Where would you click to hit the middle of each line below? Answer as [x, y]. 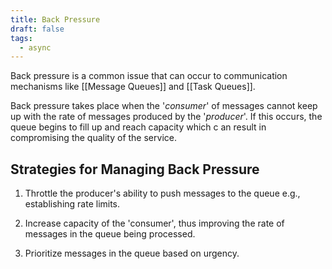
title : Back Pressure [55, 19]
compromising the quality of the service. [93, 138]
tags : [21, 38]
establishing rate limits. [72, 204]
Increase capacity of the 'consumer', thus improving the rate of [154, 223]
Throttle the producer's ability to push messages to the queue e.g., [162, 193]
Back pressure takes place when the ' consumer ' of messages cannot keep [164, 106]
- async [35, 47]
